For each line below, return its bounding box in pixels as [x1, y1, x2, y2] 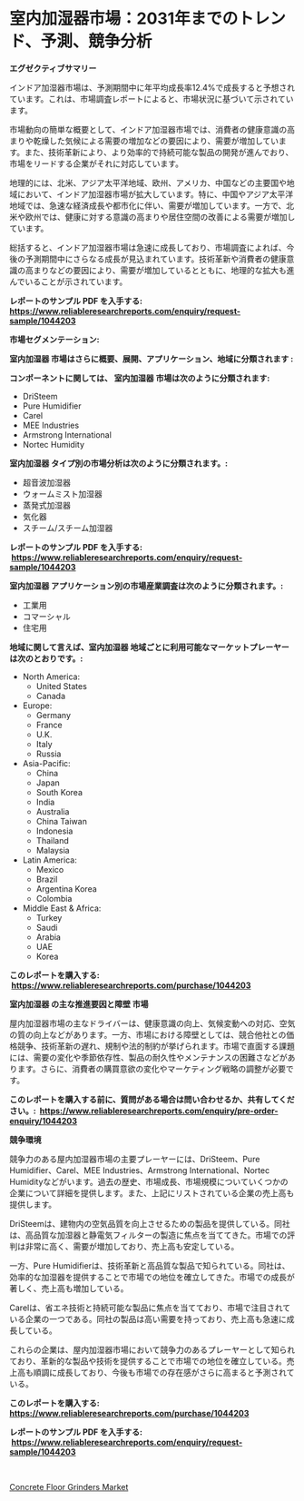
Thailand [35, 834, 70, 845]
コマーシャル [22, 610, 71, 622]
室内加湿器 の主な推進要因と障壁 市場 [9, 998, 149, 1009]
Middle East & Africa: [22, 903, 102, 913]
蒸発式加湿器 [22, 499, 71, 510]
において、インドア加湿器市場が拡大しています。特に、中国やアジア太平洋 [16, 188, 294, 200]
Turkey [35, 912, 63, 923]
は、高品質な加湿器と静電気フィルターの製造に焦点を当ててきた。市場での [9, 1229, 288, 1240]
